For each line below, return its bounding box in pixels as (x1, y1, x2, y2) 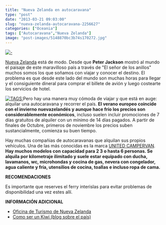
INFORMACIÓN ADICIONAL (5, 198, 64, 204)
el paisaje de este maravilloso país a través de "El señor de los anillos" (5, 64, 151, 70)
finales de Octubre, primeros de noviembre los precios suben (5, 122, 133, 128)
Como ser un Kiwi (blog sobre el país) (12, 213, 91, 219)
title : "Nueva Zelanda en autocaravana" (5, 7, 92, 13)
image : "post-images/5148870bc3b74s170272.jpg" (5, 36, 107, 41)
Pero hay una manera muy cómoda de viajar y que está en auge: (23, 95, 157, 101)
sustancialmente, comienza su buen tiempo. (5, 127, 97, 133)
